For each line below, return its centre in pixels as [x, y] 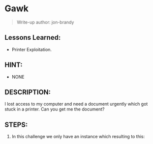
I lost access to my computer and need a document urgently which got [76, 104]
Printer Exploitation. [32, 49]
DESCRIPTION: [28, 92]
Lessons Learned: [33, 38]
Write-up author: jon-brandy [45, 22]
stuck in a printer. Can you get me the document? [55, 109]
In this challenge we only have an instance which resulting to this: [78, 137]
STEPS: [16, 125]
